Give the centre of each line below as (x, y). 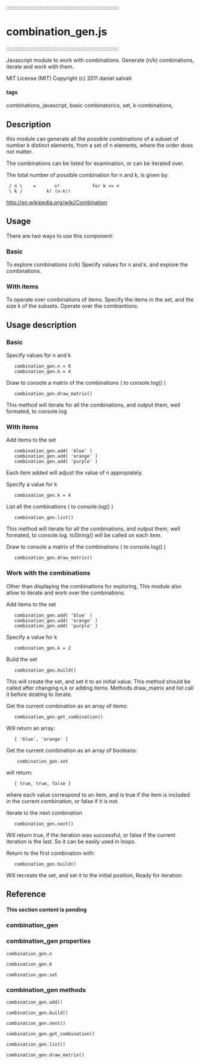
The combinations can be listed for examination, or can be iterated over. (95, 163)
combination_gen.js (57, 32)
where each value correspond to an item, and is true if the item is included (98, 795)
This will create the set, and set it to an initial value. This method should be (98, 681)
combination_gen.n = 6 (42, 366)
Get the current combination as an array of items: (67, 706)
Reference (26, 894)
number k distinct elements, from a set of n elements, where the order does (100, 145)
